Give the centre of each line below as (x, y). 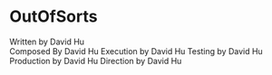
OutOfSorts (53, 17)
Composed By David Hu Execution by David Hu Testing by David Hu (136, 51)
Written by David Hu (47, 42)
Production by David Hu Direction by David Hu (96, 61)
